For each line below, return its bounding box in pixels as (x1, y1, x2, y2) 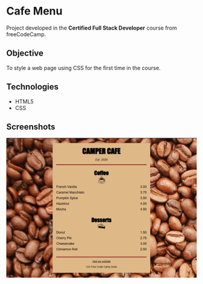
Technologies (6, 82, 59, 92)
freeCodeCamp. (6, 30, 47, 37)
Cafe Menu (6, 4, 63, 18)
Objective (6, 48, 44, 59)
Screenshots (6, 121, 56, 132)
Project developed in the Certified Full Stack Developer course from (6, 24, 177, 31)
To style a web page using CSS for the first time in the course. (6, 64, 161, 71)
